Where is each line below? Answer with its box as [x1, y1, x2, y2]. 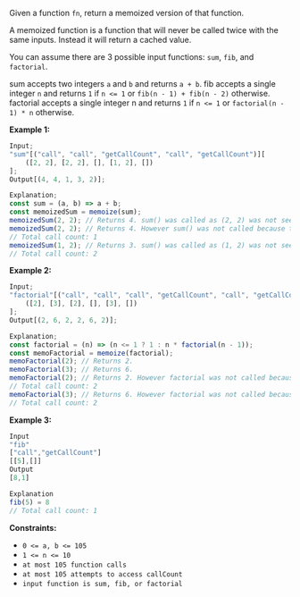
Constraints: [9, 522, 57, 533]
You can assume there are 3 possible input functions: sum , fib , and [9, 52, 254, 62]
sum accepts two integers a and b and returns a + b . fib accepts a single [9, 79, 277, 88]
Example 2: [9, 265, 52, 276]
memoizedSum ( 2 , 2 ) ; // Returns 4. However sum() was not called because [9, 223, 286, 233]
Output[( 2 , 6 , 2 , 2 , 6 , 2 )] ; [9, 315, 118, 324]
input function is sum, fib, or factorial [21, 579, 183, 588]
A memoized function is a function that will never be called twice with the [9, 25, 279, 35]
